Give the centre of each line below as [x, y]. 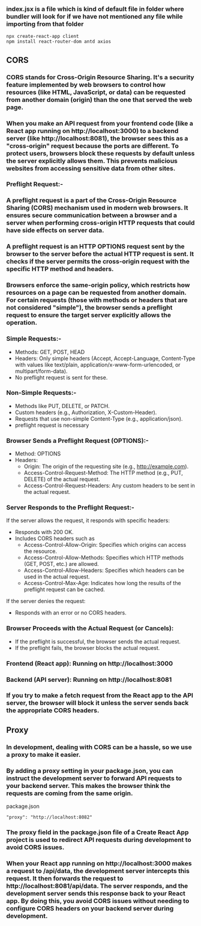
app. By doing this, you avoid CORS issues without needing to [98, 901]
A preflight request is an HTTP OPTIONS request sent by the [95, 247]
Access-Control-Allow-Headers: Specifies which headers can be [104, 570]
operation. [22, 323]
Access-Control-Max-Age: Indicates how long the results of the [102, 583]
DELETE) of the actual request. [62, 480]
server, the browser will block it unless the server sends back [97, 703]
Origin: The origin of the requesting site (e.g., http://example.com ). [106, 466]
